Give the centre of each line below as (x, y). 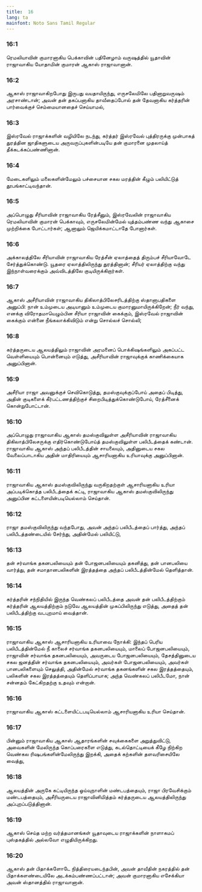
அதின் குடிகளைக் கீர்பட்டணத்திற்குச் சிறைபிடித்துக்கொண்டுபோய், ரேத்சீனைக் (93, 399)
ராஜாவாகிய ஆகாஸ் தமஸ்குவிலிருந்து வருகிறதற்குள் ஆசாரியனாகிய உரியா (91, 484)
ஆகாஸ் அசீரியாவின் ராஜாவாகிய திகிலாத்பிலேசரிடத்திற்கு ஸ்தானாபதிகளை (91, 300)
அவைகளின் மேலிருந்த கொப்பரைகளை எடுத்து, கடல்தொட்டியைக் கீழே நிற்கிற (94, 747)
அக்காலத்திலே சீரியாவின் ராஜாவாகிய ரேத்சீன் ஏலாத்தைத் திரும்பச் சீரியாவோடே (99, 258)
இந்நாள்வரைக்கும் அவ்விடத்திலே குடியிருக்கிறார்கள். (65, 271)
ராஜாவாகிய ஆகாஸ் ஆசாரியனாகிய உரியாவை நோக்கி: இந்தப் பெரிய (84, 641)
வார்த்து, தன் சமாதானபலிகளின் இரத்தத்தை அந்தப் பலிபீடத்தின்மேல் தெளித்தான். (100, 570)
